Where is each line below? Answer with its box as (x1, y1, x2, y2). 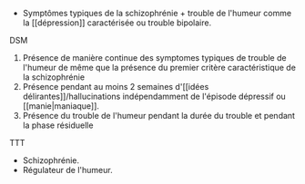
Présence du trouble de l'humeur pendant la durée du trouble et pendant (22, 111, 296, 121)
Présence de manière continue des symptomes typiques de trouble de (22, 53, 287, 63)
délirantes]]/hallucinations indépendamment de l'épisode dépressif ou (22, 91, 287, 102)
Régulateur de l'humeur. (22, 165, 113, 175)
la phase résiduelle (22, 120, 94, 131)
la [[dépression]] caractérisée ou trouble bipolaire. (22, 17, 212, 28)
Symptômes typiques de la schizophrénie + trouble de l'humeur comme (22, 8, 292, 18)
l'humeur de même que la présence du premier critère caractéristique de (22, 63, 296, 73)
